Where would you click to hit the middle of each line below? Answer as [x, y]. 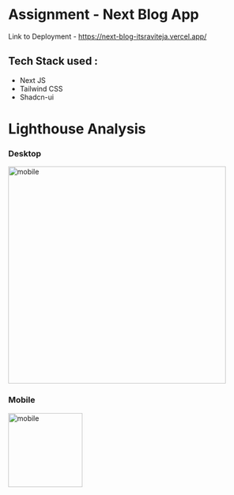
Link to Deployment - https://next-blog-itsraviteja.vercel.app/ [108, 36]
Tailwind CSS [41, 88]
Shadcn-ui [36, 97]
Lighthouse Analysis [77, 129]
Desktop [25, 153]
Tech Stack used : [53, 61]
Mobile [22, 400]
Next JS [32, 80]
